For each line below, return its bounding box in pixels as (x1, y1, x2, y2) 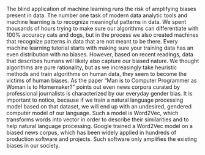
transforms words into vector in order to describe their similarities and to (6, 116, 189, 123)
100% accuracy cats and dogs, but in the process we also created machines (6, 31, 199, 39)
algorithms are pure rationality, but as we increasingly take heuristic (6, 64, 177, 71)
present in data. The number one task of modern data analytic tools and (6, 12, 188, 19)
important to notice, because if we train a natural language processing (6, 96, 184, 104)
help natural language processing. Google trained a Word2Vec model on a (6, 123, 193, 129)
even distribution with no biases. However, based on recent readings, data (6, 51, 194, 58)
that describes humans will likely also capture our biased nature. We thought (6, 58, 199, 64)
